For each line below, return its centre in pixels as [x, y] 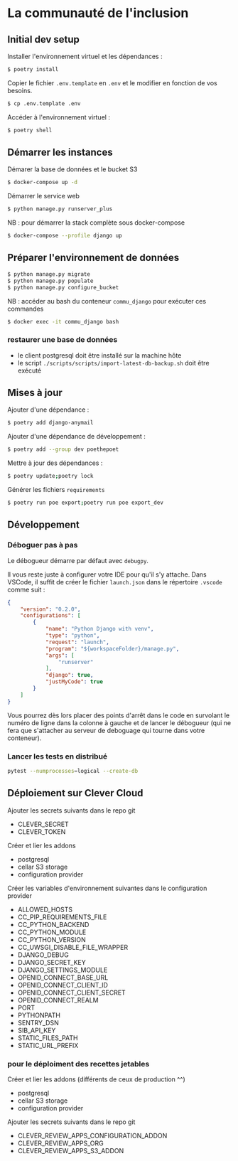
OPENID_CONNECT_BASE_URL [63, 977]
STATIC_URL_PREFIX [48, 1045]
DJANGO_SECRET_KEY [52, 962]
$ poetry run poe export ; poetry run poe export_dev [85, 503]
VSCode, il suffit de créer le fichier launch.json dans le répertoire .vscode [115, 582]
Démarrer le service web [44, 196]
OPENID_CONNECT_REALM [58, 1000]
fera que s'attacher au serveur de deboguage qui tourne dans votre [106, 730]
